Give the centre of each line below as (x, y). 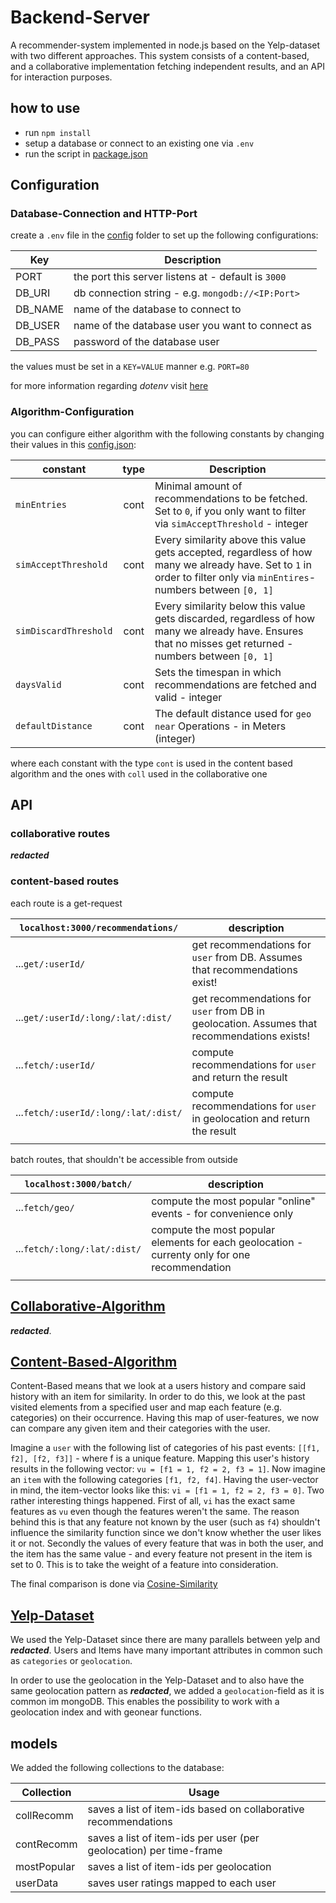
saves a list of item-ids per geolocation (179, 1866)
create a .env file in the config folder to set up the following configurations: (164, 235)
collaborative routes (60, 834)
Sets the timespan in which (218, 672)
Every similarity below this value (230, 606)
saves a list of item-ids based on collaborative (196, 1809)
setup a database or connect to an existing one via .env (139, 143)
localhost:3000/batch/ (78, 1184)
